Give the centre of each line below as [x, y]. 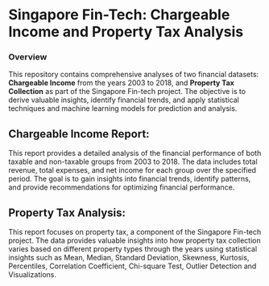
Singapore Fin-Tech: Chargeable [119, 15]
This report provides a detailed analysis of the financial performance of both [135, 153]
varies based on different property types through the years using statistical [133, 249]
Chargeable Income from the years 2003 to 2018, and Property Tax [122, 83]
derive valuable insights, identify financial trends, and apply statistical [124, 100]
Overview [28, 57]
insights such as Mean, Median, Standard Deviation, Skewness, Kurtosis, [129, 258]
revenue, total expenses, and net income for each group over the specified [132, 170]
